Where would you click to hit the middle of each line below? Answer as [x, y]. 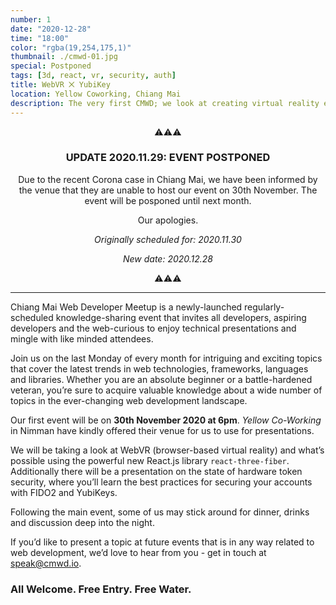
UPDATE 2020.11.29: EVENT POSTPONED [168, 158]
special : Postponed [51, 66]
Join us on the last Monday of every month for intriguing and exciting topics [166, 358]
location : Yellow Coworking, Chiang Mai [96, 94]
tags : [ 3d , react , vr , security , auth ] [93, 76]
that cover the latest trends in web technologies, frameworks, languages [159, 368]
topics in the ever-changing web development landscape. [129, 400]
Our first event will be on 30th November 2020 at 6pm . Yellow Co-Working [166, 420]
